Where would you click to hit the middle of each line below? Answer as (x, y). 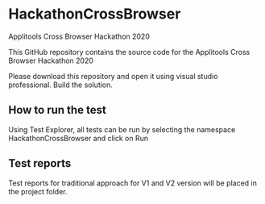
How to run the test (57, 110)
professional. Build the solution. (60, 85)
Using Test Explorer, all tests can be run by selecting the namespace (122, 129)
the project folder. (38, 191)
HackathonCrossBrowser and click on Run (79, 138)
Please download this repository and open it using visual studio (113, 76)
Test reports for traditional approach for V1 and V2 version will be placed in (133, 183)
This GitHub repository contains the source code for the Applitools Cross (129, 52)
